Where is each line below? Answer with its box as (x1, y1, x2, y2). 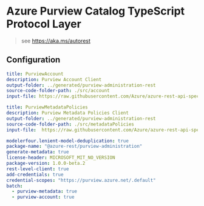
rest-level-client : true (6, 165, 69, 172)
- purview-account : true (12, 194, 75, 201)
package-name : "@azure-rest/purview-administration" (6, 144, 143, 150)
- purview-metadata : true (12, 188, 78, 194)
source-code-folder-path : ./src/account (6, 88, 110, 94)
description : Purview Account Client (6, 76, 102, 82)
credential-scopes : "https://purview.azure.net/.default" (6, 177, 156, 183)
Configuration (6, 55, 61, 65)
